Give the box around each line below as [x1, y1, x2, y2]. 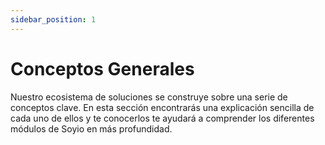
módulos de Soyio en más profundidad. [10, 122, 173, 135]
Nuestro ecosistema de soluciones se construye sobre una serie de [10, 91, 288, 103]
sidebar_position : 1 [10, 14, 97, 25]
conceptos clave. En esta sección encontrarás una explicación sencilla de [10, 101, 315, 113]
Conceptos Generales [10, 57, 195, 80]
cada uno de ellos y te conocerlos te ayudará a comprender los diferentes [10, 112, 315, 124]
